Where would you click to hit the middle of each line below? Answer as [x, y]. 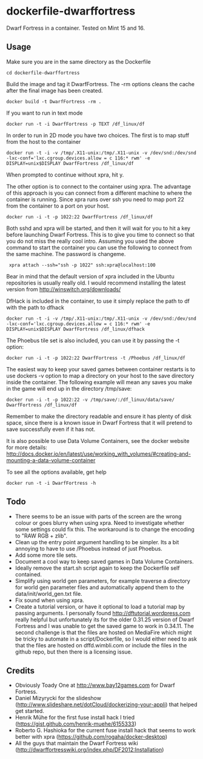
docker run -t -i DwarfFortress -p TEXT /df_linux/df [76, 124]
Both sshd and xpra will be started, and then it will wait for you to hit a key [98, 228]
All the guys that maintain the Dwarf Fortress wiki [76, 743]
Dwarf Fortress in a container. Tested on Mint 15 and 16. [76, 28]
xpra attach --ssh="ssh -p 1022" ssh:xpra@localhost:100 [82, 265]
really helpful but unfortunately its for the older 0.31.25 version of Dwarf [105, 619]
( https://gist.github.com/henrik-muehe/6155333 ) [76, 724]
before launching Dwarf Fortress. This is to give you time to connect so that [101, 234]
